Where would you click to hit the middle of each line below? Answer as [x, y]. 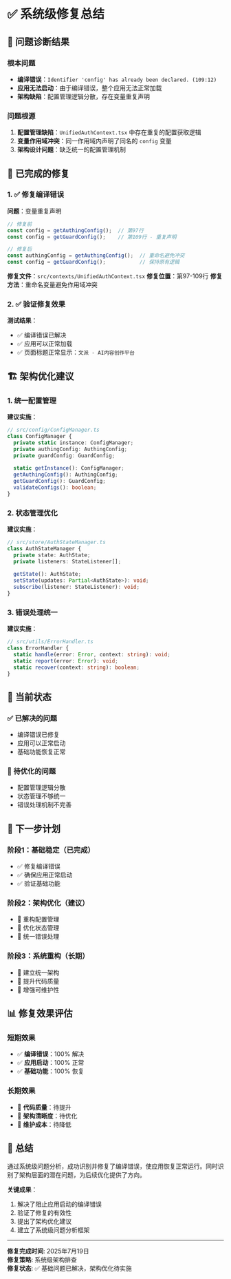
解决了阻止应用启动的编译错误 [59, 1204]
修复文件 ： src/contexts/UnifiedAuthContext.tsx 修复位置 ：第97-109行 [108, 276]
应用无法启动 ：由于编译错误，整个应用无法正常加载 [89, 87]
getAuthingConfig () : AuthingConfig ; [66, 475]
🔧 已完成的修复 [38, 173]
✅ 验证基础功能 [38, 884]
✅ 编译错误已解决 [42, 335]
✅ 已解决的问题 [32, 718]
